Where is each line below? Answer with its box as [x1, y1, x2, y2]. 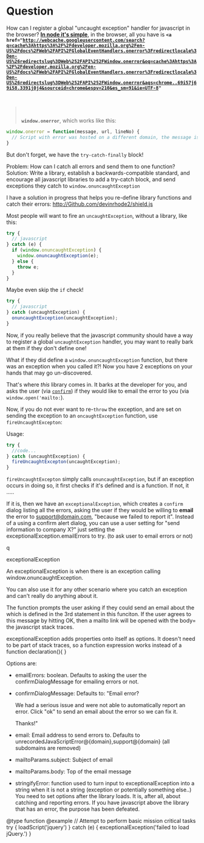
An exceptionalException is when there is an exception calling [6, 567, 161, 575]
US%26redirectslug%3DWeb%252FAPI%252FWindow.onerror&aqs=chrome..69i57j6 [6, 80, 197, 86]
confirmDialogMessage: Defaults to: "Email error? [15, 690, 140, 697]
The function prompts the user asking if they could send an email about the [6, 604, 195, 611]
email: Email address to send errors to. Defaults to [15, 731, 141, 739]
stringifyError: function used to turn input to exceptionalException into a [15, 780, 195, 787]
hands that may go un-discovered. [6, 369, 93, 376]
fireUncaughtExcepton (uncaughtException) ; [12, 459, 121, 465]
